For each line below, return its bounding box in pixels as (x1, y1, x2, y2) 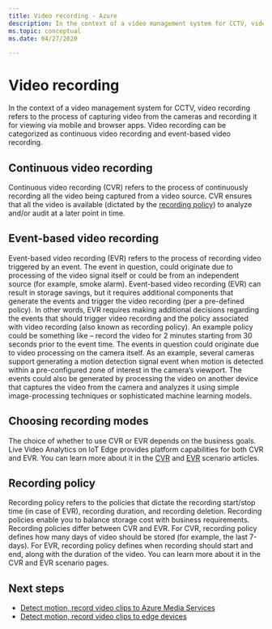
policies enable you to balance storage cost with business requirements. (8, 515, 250, 525)
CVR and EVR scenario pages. (8, 558, 109, 567)
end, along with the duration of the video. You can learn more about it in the (8, 550, 261, 559)
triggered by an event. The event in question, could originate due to (8, 261, 233, 271)
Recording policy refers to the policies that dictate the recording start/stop (8, 498, 256, 508)
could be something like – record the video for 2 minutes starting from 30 (8, 330, 253, 340)
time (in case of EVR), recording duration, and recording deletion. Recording (8, 507, 262, 516)
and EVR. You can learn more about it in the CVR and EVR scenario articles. (8, 453, 260, 462)
